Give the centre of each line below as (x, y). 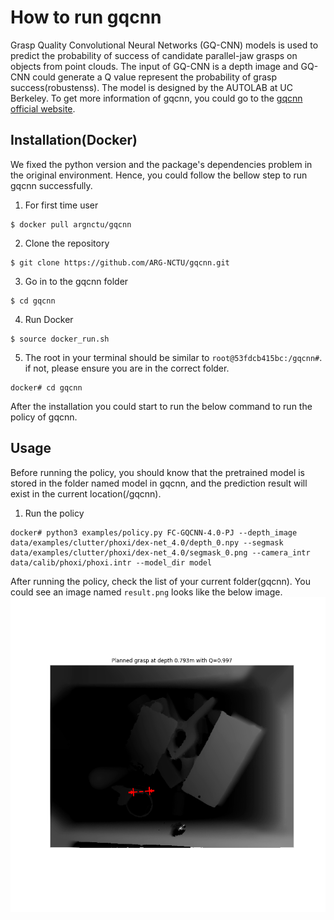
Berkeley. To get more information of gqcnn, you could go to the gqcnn (156, 98)
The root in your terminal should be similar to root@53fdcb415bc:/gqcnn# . (173, 357)
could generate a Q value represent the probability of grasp (155, 77)
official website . (43, 108)
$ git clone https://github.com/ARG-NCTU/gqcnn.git (120, 262)
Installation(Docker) (74, 140)
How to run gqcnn (86, 17)
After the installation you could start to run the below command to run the (161, 406)
